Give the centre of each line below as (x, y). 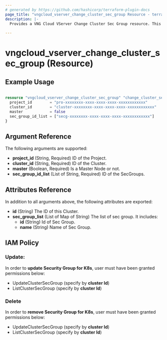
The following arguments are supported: (46, 149)
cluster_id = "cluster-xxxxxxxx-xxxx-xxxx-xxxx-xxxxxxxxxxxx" (83, 107)
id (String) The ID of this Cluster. (45, 211)
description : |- (22, 19)
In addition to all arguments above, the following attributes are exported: (79, 202)
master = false (38, 112)
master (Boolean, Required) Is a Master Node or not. (66, 169)
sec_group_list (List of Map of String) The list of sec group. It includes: (85, 217)
